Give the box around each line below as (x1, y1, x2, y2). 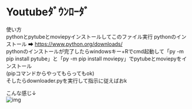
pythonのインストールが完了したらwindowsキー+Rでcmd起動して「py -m (6, 47, 184, 54)
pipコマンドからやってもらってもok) (8, 70, 95, 77)
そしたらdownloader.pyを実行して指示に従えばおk (6, 77, 127, 84)
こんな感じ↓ (6, 89, 36, 97)
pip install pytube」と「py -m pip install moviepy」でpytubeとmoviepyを (6, 55, 182, 62)
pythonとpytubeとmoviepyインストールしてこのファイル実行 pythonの (6, 33, 176, 40)
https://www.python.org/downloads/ (34, 40, 123, 47)
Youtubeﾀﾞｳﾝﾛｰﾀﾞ (6, 5, 90, 19)
